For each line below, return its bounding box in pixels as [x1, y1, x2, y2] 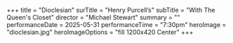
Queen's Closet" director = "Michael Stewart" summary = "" [6, 13, 180, 21]
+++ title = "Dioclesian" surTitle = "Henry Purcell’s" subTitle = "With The [6, 6, 215, 14]
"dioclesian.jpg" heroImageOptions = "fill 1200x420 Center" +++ [6, 28, 194, 36]
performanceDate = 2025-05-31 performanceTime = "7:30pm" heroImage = [6, 21, 227, 28]
